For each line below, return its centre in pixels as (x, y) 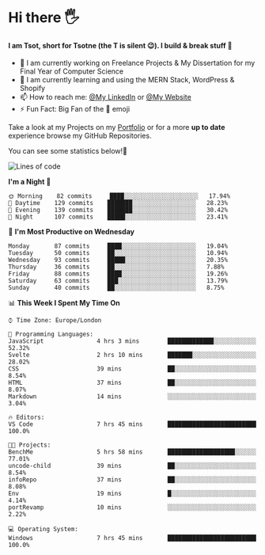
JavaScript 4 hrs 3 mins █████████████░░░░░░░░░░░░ (132, 341)
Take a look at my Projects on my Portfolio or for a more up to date (117, 127)
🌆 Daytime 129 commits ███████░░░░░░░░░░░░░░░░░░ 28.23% (118, 203)
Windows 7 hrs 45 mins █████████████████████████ (132, 538)
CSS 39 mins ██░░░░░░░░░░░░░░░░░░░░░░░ (132, 369)
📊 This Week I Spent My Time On (64, 303)
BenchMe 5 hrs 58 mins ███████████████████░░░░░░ (132, 452)
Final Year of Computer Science (72, 71)
